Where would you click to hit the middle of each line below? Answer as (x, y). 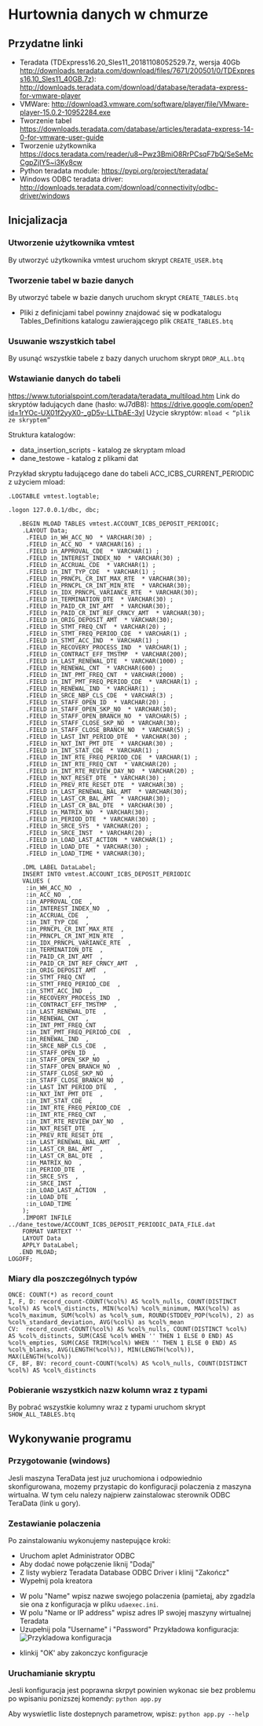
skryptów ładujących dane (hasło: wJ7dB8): (79, 404)
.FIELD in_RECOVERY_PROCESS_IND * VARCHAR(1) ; (107, 647)
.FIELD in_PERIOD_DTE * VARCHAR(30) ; (91, 819)
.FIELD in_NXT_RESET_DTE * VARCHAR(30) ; (96, 778)
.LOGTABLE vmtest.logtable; (54, 496)
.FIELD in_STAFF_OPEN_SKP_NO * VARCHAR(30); (101, 709)
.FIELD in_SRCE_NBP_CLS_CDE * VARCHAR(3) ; (100, 695)
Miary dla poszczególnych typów (73, 1278)
